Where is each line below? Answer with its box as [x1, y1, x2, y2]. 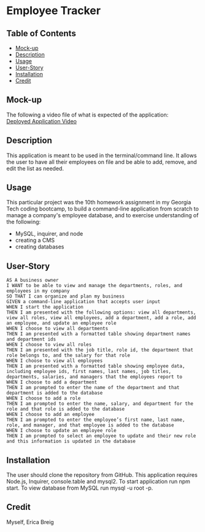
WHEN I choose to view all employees [6, 358, 103, 364]
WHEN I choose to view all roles [6, 342, 92, 348]
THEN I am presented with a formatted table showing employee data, [6, 363, 185, 369]
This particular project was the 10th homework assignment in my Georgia [6, 199, 191, 206]
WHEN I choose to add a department [6, 379, 98, 385]
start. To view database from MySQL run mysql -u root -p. [6, 484, 153, 492]
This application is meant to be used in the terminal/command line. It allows [6, 152, 197, 159]
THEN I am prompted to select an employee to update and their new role [6, 433, 196, 439]
